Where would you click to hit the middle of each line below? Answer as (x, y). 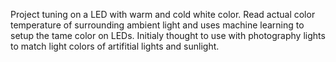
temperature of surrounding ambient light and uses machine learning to (157, 25)
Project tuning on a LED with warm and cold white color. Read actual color (163, 14)
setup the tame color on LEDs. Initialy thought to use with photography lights (168, 35)
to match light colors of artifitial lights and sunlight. (115, 46)
